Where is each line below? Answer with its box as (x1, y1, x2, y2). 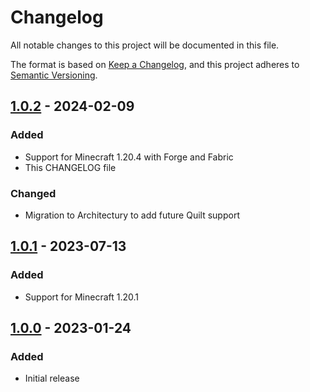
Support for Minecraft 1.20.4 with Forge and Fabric (24, 151, 234, 163)
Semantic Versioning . (10, 69, 98, 81)
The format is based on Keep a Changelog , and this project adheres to (10, 58, 300, 70)
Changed (10, 186, 57, 200)
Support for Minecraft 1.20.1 (24, 291, 140, 303)
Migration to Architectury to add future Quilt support (24, 209, 240, 221)
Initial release (24, 372, 80, 385)
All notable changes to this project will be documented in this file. (10, 39, 280, 51)
